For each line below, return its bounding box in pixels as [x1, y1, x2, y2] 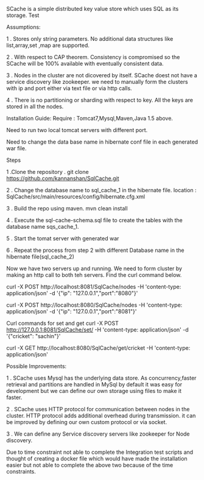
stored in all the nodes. [6, 103, 64, 110]
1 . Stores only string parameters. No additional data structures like [6, 35, 174, 42]
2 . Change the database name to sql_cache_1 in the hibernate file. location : [6, 187, 197, 193]
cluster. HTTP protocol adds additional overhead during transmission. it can [6, 412, 196, 419]
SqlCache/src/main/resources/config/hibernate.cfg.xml [6, 193, 145, 200]
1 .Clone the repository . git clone [6, 169, 90, 175]
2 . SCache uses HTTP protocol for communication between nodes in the [6, 406, 190, 412]
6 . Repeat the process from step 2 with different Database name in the [6, 246, 185, 254]
